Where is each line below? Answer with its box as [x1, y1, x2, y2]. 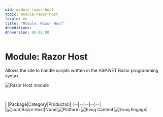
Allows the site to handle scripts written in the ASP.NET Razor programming [5, 67, 159, 73]
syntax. [5, 72, 20, 79]
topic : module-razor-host [5, 12, 58, 17]
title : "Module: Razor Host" [5, 21, 65, 26]
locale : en [5, 16, 28, 21]
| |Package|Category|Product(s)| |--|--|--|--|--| [5, 101, 101, 107]
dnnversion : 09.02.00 [5, 30, 50, 35]
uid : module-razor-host [5, 7, 54, 12]
